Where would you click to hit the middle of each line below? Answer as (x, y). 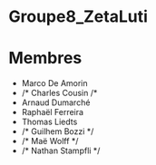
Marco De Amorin (54, 83)
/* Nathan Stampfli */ (61, 150)
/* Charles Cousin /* (59, 93)
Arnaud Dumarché (56, 102)
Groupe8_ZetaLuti (78, 17)
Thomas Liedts (49, 122)
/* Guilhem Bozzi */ (58, 131)
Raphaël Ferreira (52, 112)
